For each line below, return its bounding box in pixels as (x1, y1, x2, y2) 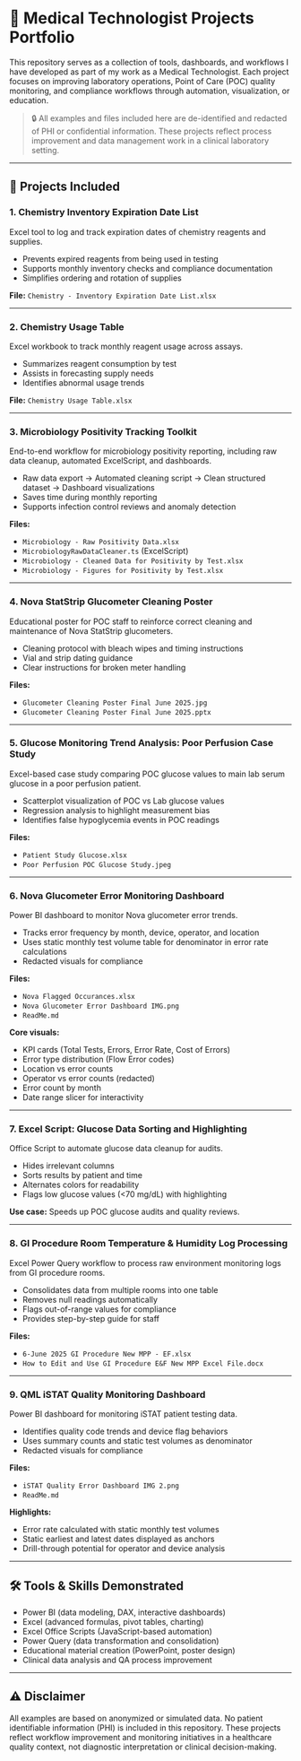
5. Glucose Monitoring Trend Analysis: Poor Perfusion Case (9, 737, 274, 750)
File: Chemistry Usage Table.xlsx (9, 395, 133, 405)
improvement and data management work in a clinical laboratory (30, 134, 270, 146)
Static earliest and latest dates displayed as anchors (21, 1533, 215, 1544)
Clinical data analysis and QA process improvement (21, 1654, 212, 1665)
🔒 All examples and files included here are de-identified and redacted (30, 112, 288, 124)
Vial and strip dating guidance (21, 652, 133, 663)
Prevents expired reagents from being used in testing (21, 253, 219, 264)
